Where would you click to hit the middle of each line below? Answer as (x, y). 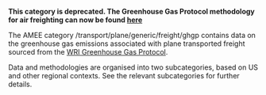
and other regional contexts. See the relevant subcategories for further (124, 76)
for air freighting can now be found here (75, 20)
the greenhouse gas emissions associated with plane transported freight (127, 44)
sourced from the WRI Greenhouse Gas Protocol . (88, 52)
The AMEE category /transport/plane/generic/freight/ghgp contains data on (132, 35)
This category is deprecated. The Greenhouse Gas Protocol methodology (132, 11)
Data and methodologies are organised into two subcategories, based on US (133, 67)
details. (20, 84)
